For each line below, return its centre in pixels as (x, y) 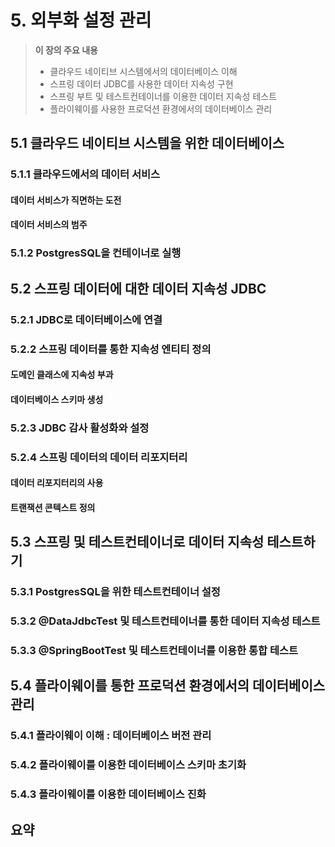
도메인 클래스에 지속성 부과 (62, 375)
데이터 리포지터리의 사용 (57, 483)
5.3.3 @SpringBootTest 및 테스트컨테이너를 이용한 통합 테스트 (154, 650)
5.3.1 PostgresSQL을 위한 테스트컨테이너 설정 (115, 592)
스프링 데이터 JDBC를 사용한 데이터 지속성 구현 (141, 83)
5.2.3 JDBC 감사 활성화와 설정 (80, 428)
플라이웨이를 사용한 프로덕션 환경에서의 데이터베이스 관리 (161, 108)
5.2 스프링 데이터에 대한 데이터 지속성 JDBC (138, 288)
